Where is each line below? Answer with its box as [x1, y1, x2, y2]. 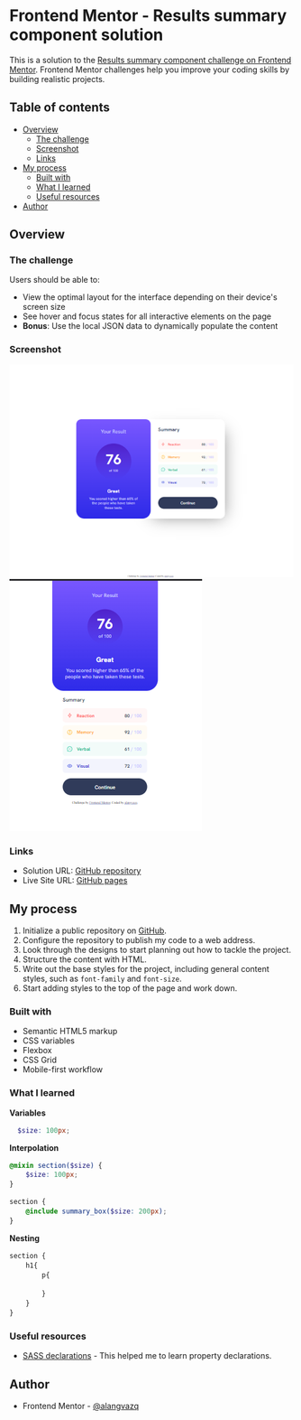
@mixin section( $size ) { [9, 1161, 103, 1170]
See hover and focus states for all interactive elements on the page [22, 311, 272, 322]
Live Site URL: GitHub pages [22, 875, 128, 886]
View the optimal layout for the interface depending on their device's [22, 292, 278, 303]
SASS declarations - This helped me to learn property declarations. [22, 1350, 272, 1361]
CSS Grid [22, 1054, 57, 1066]
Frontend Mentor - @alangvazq [22, 1401, 140, 1412]
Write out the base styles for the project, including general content [22, 964, 270, 975]
